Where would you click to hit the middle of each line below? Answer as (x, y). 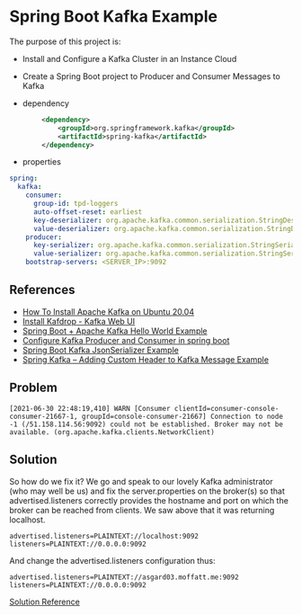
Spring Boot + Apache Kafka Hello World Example (115, 331)
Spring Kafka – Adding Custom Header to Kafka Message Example (146, 359)
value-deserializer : (71, 228)
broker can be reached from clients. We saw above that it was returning (142, 510)
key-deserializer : (67, 220)
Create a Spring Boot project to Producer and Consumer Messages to (151, 76)
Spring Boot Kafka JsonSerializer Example (101, 350)
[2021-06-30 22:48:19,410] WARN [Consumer (90, 408)
